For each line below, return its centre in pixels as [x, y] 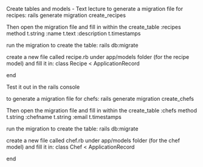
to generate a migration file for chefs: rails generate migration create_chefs [100, 99]
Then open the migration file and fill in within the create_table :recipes [94, 27]
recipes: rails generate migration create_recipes [66, 15]
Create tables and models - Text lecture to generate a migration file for [95, 9]
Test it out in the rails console [43, 87]
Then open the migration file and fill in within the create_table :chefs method [102, 111]
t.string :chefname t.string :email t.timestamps [64, 117]
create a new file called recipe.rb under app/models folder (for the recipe [98, 57]
